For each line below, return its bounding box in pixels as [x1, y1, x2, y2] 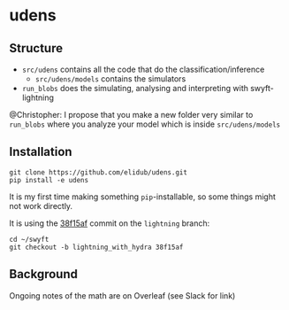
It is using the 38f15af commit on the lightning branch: [9, 218, 210, 229]
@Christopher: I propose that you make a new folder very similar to [9, 110, 254, 120]
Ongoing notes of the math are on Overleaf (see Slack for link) [9, 290, 236, 301]
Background [9, 267, 78, 282]
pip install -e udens [9, 175, 89, 184]
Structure [9, 41, 64, 56]
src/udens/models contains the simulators [34, 74, 186, 84]
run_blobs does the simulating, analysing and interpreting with [21, 83, 249, 93]
